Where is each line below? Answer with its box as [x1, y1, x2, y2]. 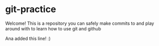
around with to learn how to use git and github [5, 25, 101, 31]
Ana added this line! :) [5, 35, 51, 41]
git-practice [5, 4, 57, 15]
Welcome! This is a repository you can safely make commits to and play [5, 20, 154, 26]
